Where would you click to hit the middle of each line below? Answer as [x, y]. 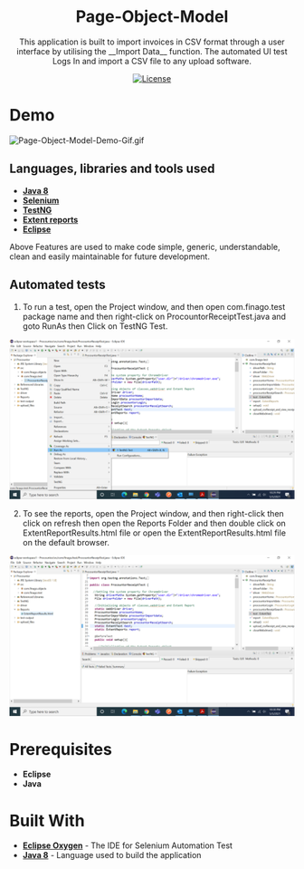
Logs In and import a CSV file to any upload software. [152, 61]
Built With [47, 821]
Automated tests [57, 285]
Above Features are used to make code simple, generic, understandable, [145, 246]
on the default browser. [66, 542]
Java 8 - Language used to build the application [112, 855]
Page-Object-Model [152, 17]
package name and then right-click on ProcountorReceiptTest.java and [154, 316]
